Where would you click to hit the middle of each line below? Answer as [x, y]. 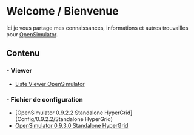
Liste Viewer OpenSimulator [50, 84]
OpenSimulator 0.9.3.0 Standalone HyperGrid [72, 125]
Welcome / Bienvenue [63, 11]
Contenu [23, 54]
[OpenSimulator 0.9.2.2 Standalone [59, 113]
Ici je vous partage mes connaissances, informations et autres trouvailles [97, 28]
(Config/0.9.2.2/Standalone [49, 119]
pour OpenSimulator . [32, 34]
